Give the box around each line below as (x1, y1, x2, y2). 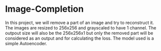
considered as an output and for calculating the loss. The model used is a (5, 35, 154, 41)
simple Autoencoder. (5, 40, 47, 46)
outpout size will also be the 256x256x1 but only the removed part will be (5, 30, 154, 36)
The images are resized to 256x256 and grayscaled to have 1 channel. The (5, 25, 157, 30)
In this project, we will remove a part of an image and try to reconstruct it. (5, 20, 154, 25)
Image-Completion (5, 3, 84, 15)
